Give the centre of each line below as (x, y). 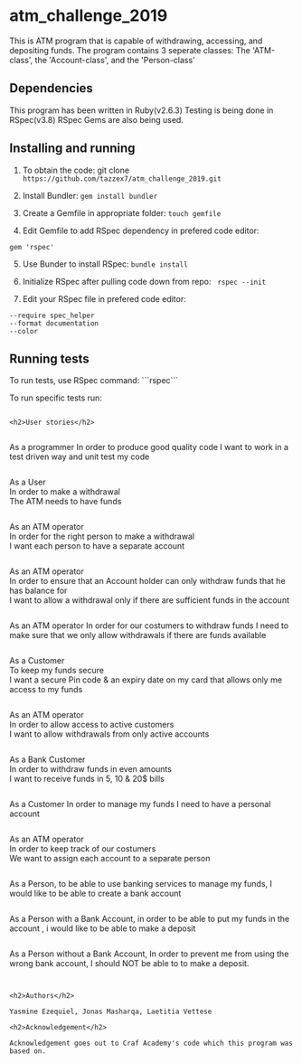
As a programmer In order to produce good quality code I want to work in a (149, 447)
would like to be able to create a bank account (95, 894)
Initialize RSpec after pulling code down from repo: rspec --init (144, 281)
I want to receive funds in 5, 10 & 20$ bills (87, 779)
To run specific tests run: (56, 398)
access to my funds (46, 690)
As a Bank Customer (47, 759)
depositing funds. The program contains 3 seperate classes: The (130, 50)
